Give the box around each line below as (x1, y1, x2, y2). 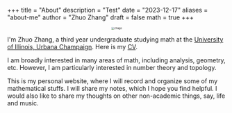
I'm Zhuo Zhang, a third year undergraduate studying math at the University (7, 35, 224, 44)
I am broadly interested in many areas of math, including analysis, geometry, (7, 56, 226, 64)
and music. (7, 99, 39, 107)
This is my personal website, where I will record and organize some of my (7, 77, 217, 85)
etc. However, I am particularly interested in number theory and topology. (7, 64, 217, 72)
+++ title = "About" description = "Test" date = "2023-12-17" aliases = (7, 6, 208, 14)
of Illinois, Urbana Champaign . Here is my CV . (7, 43, 138, 51)
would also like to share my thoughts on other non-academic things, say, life (7, 92, 226, 100)
